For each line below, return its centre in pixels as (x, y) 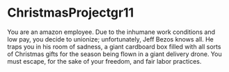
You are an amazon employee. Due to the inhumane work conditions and (111, 32)
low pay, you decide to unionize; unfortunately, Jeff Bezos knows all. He (110, 39)
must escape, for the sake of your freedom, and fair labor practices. (104, 61)
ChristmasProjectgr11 (71, 13)
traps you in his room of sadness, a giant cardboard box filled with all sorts (114, 46)
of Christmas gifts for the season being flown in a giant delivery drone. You (114, 54)
